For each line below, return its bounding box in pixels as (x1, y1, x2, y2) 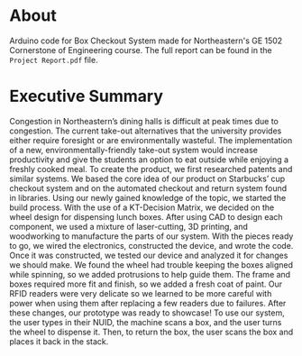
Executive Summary (9, 87, 164, 106)
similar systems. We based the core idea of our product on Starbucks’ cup (9, 173, 286, 184)
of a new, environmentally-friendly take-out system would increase (9, 144, 259, 155)
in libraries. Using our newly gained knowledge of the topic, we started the (9, 192, 287, 203)
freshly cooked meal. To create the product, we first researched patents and (9, 163, 293, 174)
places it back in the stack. (9, 335, 109, 347)
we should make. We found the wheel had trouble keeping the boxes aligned (9, 259, 294, 270)
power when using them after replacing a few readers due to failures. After (9, 297, 287, 308)
